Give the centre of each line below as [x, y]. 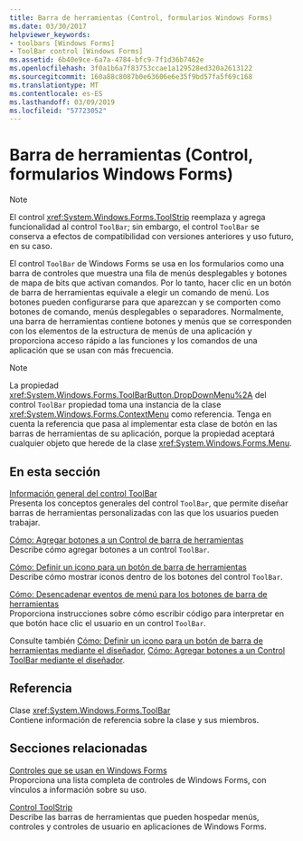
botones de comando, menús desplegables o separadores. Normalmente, [147, 312]
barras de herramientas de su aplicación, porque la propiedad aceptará [142, 434]
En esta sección [55, 472]
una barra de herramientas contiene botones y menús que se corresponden [151, 322]
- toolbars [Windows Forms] [62, 43]
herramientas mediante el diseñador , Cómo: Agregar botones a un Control [147, 650]
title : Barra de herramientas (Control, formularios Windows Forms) [141, 18]
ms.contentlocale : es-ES [56, 93]
